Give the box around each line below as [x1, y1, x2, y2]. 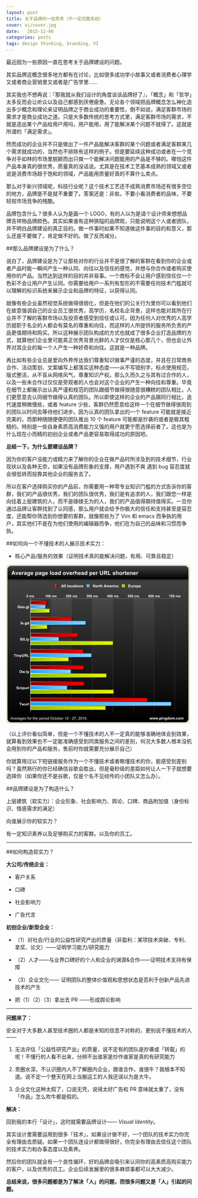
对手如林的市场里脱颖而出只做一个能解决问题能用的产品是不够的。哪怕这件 [11, 156, 192, 162]
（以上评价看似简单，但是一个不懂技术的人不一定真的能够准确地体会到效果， [6, 731, 192, 737]
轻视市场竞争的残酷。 [6, 198, 58, 204]
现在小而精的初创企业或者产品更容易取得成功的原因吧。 [16, 431, 151, 437]
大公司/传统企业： [6, 861, 50, 868]
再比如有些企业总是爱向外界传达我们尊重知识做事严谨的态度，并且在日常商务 [6, 357, 192, 363]
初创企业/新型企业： [6, 923, 55, 931]
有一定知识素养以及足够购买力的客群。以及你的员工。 [6, 830, 136, 837]
